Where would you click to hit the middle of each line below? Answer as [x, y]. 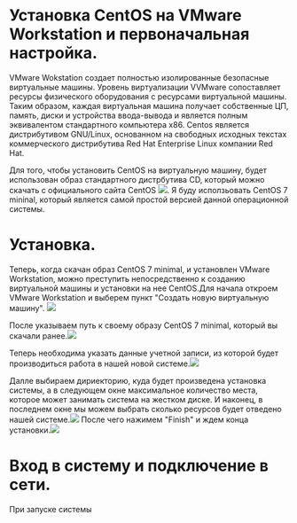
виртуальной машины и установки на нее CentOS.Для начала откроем [144, 288]
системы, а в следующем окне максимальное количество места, [134, 390]
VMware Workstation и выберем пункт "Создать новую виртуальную [139, 297]
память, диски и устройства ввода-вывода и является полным [129, 115]
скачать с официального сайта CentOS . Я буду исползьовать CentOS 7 [148, 190]
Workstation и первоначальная [129, 34]
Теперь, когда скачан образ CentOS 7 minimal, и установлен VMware [140, 269]
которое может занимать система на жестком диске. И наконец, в [136, 399]
